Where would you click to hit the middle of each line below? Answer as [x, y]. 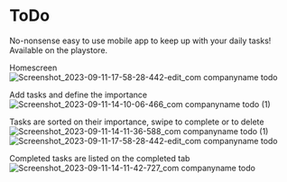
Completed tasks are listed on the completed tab [100, 158]
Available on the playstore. [59, 50]
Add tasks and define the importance [78, 95]
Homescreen [33, 68]
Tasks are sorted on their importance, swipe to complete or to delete [137, 122]
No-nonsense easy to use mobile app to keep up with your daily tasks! [140, 41]
